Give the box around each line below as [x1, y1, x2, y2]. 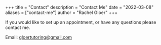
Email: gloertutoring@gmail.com [5, 34, 72, 40]
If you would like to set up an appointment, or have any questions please [5, 19, 156, 25]
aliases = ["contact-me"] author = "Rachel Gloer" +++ [5, 9, 118, 15]
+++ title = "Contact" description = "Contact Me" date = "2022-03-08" [5, 4, 154, 10]
